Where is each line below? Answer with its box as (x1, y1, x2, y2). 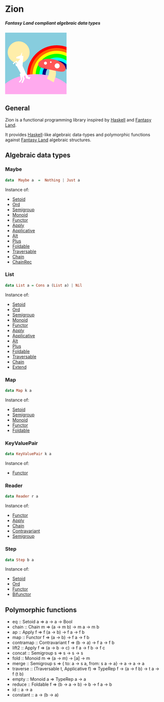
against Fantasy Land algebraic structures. (5, 137, 92, 143)
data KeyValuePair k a (5, 452, 52, 457)
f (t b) (12, 671, 24, 677)
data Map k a (5, 388, 32, 393)
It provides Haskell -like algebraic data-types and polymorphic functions (5, 131, 151, 137)
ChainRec (12, 259, 32, 265)
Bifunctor (12, 591, 31, 597)
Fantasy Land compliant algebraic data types (5, 20, 101, 26)
